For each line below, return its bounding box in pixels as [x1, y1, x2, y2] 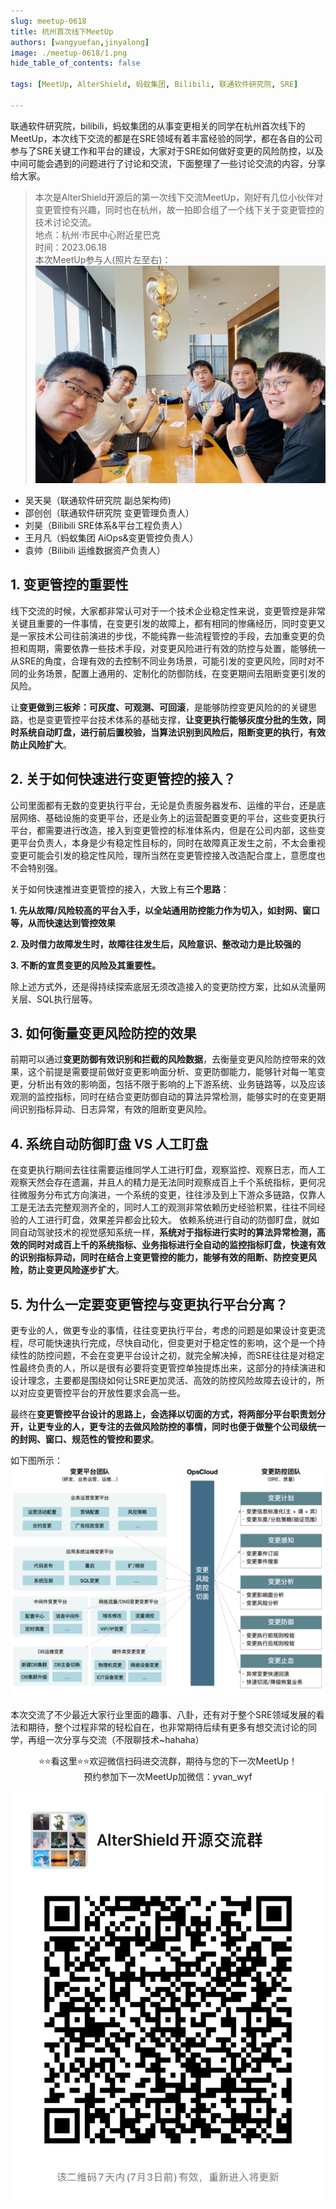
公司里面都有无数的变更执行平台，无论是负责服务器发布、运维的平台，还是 [10, 799, 317, 811]
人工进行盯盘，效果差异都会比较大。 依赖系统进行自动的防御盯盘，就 [27, 1214, 311, 1226]
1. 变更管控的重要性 [10, 576, 129, 594]
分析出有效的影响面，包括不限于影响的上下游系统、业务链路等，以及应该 [27, 1078, 326, 1090]
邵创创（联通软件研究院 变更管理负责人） [24, 506, 195, 519]
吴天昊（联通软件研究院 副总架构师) [24, 494, 172, 506]
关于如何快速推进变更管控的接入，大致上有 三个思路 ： [10, 883, 230, 895]
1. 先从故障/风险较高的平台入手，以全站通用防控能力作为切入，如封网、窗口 [10, 904, 321, 916]
